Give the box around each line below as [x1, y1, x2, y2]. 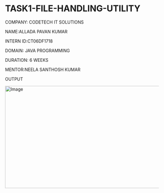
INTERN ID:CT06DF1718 [5, 38, 53, 44]
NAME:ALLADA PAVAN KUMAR [5, 28, 68, 34]
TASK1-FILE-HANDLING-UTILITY [5, 3, 141, 14]
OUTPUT [5, 76, 23, 82]
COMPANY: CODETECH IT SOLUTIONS [5, 19, 84, 25]
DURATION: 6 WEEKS [5, 57, 49, 63]
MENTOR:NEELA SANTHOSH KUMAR [5, 67, 81, 72]
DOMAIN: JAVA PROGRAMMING [5, 48, 70, 53]
